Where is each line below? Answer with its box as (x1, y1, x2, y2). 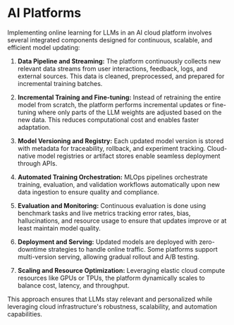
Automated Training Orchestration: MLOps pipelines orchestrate (17, 173, 208, 181)
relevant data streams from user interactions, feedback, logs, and (17, 64, 208, 73)
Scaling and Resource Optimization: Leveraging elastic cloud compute (17, 266, 226, 274)
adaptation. (17, 123, 51, 131)
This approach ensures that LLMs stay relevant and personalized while (7, 295, 213, 303)
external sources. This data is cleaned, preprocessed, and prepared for (17, 72, 225, 80)
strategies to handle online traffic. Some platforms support (48, 245, 218, 253)
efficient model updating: (7, 43, 80, 51)
